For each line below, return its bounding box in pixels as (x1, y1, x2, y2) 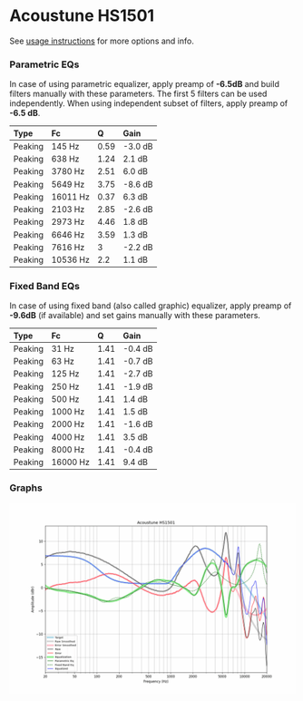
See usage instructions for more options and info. (9, 35, 195, 46)
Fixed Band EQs (9, 279, 80, 292)
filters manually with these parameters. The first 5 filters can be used (9, 88, 268, 100)
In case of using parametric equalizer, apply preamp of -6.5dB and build (9, 79, 279, 90)
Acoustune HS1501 (9, 5, 155, 26)
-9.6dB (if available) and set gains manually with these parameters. (9, 310, 261, 321)
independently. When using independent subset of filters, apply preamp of (9, 98, 288, 109)
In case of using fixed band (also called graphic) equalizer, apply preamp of (9, 300, 292, 311)
